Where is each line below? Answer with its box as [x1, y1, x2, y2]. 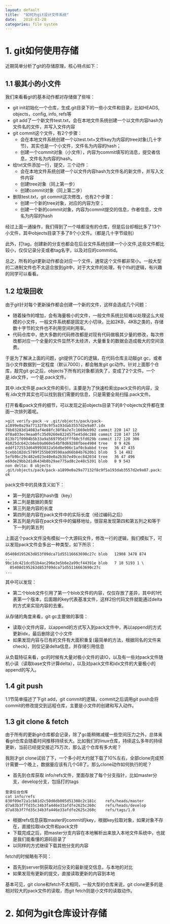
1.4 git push [5, 682, 43, 690]
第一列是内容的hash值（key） [12, 492, 75, 498]
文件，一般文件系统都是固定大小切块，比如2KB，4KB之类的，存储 [26, 319, 164, 325]
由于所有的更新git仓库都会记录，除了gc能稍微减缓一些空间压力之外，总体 [5, 732, 158, 738]
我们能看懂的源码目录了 [17, 836, 66, 843]
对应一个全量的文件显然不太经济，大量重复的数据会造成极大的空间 [21, 338, 160, 344]
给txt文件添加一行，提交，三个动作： [12, 162, 90, 168]
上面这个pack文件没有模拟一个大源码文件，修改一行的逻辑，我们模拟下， [5, 535, 158, 541]
